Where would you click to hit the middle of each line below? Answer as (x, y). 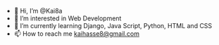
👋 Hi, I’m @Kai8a (38, 11)
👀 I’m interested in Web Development (68, 18)
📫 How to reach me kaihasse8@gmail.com (76, 34)
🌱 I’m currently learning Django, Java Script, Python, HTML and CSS (113, 26)
